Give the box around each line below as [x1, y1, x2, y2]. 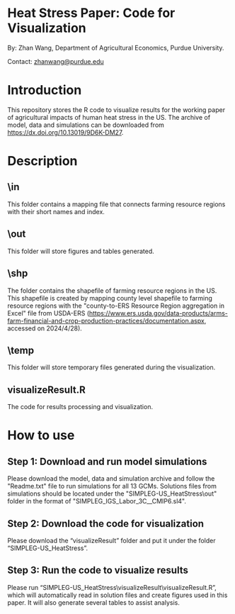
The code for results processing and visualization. [7, 403, 154, 411]
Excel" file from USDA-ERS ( [7, 308, 90, 317]
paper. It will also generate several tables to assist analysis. [7, 598, 180, 607]
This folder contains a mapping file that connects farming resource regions [7, 200, 226, 208]
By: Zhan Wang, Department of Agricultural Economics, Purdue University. [7, 43, 224, 52]
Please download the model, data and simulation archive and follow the [7, 474, 215, 483]
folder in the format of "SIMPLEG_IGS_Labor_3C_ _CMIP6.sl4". [7, 497, 186, 506]
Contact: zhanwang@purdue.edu [7, 57, 104, 65]
